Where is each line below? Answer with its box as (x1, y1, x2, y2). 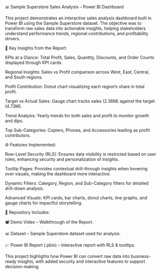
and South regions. (5, 74, 43, 80)
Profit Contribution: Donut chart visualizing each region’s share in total (5, 84, 145, 89)
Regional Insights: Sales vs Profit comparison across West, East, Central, (5, 69, 150, 75)
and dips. (5, 118, 24, 124)
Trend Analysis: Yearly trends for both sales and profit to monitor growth (5, 113, 149, 118)
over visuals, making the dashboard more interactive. (5, 171, 111, 177)
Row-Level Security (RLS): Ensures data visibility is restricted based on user (5, 151, 157, 157)
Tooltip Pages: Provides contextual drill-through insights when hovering (5, 166, 148, 171)
